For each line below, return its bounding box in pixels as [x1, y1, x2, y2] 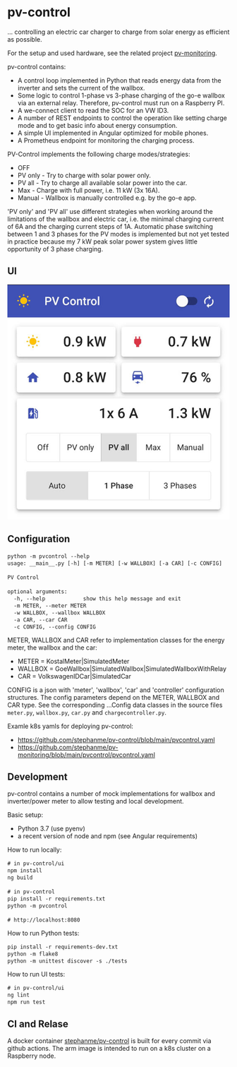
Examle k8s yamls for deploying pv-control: [7, 722, 134, 730]
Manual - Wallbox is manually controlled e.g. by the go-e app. [17, 193, 197, 202]
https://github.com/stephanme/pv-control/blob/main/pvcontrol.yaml [17, 735, 215, 744]
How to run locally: [7, 845, 62, 854]
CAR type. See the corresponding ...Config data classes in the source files [7, 701, 223, 709]
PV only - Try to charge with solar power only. [17, 171, 152, 179]
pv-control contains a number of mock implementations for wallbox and [7, 789, 215, 798]
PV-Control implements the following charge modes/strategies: [7, 150, 190, 158]
